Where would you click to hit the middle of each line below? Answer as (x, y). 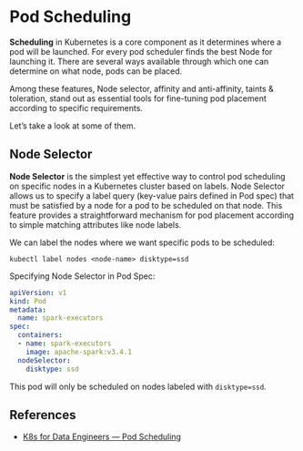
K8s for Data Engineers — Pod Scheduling (102, 437)
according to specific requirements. (76, 108)
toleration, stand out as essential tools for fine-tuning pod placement (138, 98)
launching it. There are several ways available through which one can (139, 61)
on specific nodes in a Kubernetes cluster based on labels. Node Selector (147, 186)
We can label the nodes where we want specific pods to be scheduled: (142, 242)
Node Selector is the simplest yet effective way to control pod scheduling (147, 176)
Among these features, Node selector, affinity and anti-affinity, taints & (142, 88)
